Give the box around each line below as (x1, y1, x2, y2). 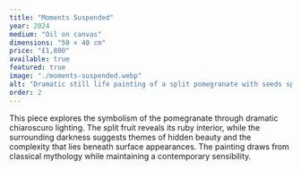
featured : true (9, 64, 66, 72)
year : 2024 (9, 21, 50, 30)
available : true (9, 55, 70, 64)
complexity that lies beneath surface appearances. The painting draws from (9, 140, 289, 152)
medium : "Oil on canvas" (9, 30, 102, 38)
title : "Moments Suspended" (9, 13, 115, 22)
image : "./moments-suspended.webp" (9, 72, 142, 81)
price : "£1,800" (9, 47, 70, 55)
